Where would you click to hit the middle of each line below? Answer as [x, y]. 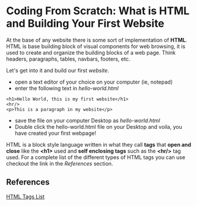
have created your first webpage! [55, 133]
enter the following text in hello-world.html [66, 88]
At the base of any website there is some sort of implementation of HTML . [97, 40]
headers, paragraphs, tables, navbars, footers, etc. [68, 59]
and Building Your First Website [85, 23]
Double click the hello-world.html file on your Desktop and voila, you [98, 126]
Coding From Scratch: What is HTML [98, 11]
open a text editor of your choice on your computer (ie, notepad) [94, 82]
